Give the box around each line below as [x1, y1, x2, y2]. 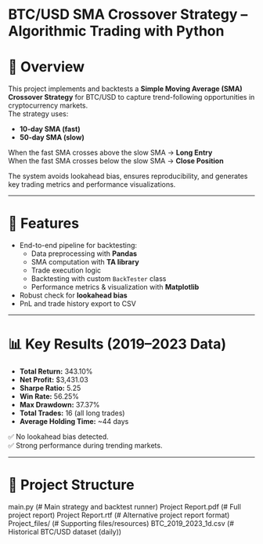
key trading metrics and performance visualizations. [8, 180, 176, 189]
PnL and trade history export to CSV [19, 299, 137, 309]
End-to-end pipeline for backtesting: [19, 241, 138, 250]
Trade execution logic [31, 265, 102, 276]
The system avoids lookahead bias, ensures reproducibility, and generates [8, 171, 248, 181]
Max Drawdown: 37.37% [19, 400, 100, 409]
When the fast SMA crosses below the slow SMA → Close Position [8, 156, 225, 166]
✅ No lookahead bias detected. [8, 432, 110, 441]
